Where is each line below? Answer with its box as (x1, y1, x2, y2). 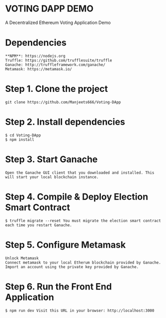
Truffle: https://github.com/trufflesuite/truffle (5, 58, 112, 63)
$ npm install (5, 137, 35, 142)
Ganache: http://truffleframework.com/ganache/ (5, 62, 106, 67)
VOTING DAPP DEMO (5, 3, 93, 14)
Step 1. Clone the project (5, 83, 108, 95)
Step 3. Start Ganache (5, 153, 98, 165)
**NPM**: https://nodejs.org (5, 53, 66, 58)
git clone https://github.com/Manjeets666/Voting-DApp (5, 99, 121, 105)
